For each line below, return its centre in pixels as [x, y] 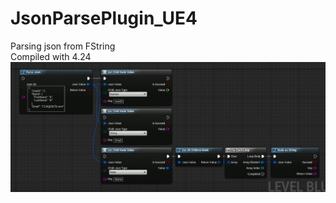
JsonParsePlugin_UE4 [104, 18]
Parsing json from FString [63, 46]
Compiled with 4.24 [51, 56]
